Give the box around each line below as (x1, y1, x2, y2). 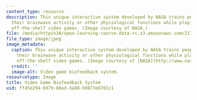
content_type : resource (6, 8, 64, 15)
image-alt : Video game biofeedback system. (11, 69, 119, 75)
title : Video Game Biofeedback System (6, 80, 101, 86)
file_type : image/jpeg (6, 36, 62, 42)
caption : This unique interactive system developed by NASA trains (11, 47, 180, 53)
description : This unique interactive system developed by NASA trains (6, 14, 185, 20)
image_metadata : (6, 42, 46, 48)
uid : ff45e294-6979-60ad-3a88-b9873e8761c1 (6, 85, 114, 91)
